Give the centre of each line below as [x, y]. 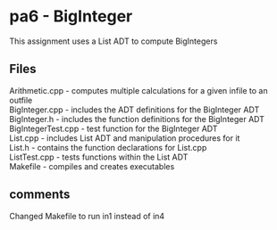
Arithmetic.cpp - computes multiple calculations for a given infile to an [138, 90]
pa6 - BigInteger [71, 16]
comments [40, 195]
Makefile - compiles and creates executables [92, 166]
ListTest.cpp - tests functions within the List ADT [99, 157]
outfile [21, 100]
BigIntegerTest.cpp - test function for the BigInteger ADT [113, 128]
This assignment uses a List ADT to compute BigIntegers [113, 41]
